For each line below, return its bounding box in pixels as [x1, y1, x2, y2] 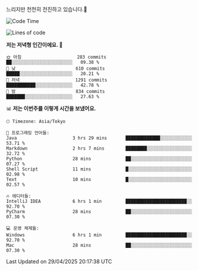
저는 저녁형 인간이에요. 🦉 [6, 41, 63, 48]
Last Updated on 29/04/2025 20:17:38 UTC [6, 258, 113, 265]
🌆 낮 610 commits [6, 66, 106, 72]
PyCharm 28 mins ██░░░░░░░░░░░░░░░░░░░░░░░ [6, 209, 193, 215]
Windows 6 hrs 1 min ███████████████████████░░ [6, 232, 193, 238]
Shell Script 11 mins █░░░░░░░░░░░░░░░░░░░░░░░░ [6, 166, 193, 172]
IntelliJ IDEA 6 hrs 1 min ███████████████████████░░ [6, 198, 193, 204]
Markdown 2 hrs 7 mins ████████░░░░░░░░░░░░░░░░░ [6, 146, 193, 151]
